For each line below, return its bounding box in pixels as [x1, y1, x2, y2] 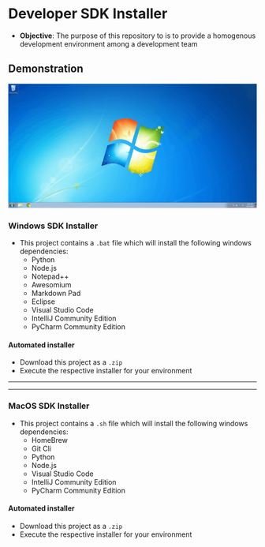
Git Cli [31, 444, 51, 453]
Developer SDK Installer [8, 5, 168, 23]
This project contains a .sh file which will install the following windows [19, 418, 248, 428]
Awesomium [31, 280, 72, 290]
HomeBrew [31, 435, 69, 444]
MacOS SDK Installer [8, 400, 90, 411]
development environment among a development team [19, 39, 198, 48]
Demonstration [8, 62, 84, 76]
